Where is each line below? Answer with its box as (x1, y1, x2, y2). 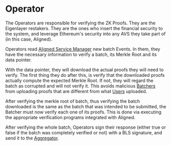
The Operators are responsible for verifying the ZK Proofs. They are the (5, 20, 156, 26)
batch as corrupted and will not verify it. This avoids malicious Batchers (5, 82, 156, 89)
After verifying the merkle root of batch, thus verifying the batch (5, 98, 140, 104)
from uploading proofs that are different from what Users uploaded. (5, 88, 148, 94)
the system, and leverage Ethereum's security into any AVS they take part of (5, 31, 166, 37)
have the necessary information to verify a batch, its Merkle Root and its (5, 51, 157, 57)
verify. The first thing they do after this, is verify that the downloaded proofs (5, 72, 165, 78)
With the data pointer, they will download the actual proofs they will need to (5, 67, 164, 73)
